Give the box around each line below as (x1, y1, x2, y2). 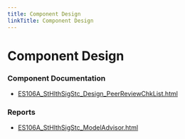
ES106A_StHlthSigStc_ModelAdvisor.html (17, 123, 139, 132)
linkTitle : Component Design (7, 17, 94, 24)
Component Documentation (7, 73, 106, 83)
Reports (7, 107, 36, 117)
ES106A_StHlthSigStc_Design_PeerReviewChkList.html (17, 89, 178, 98)
